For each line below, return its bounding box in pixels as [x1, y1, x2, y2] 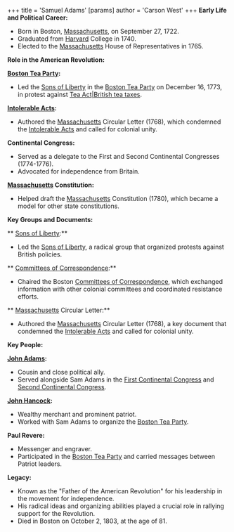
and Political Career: [7, 13, 68, 22]
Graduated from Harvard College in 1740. [17, 34, 137, 43]
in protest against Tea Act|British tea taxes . [17, 91, 143, 98]
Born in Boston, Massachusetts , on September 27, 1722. [17, 27, 179, 35]
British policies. [17, 250, 63, 259]
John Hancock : [7, 396, 53, 405]
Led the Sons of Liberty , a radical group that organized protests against [17, 242, 225, 251]
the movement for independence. [17, 495, 115, 502]
